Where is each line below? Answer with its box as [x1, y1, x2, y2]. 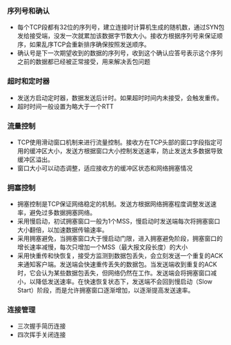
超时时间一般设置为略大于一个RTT [17, 102, 114, 110]
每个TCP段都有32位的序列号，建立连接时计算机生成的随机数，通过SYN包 [17, 23, 225, 32]
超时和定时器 [7, 77, 50, 86]
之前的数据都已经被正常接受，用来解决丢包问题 [17, 57, 150, 66]
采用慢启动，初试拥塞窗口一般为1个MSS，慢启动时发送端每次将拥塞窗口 [17, 217, 221, 226]
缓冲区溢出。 [17, 155, 54, 164]
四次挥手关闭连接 [17, 331, 66, 339]
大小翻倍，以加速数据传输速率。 [17, 226, 108, 234]
